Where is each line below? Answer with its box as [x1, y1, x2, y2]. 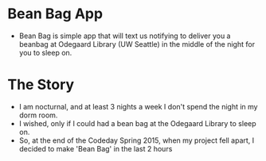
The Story [7, 76, 75, 94]
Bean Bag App [7, 5, 104, 23]
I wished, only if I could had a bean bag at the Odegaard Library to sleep [18, 118, 256, 128]
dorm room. [18, 110, 58, 120]
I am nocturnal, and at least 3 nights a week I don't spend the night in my [18, 102, 258, 111]
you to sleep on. [18, 48, 72, 57]
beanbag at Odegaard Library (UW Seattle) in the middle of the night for [18, 39, 256, 48]
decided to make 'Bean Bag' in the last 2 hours [18, 144, 173, 153]
